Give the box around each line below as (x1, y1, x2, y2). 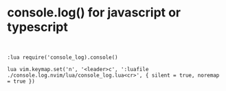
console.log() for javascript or (7, 5, 181, 21)
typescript (7, 19, 69, 35)
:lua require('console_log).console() (7, 53, 118, 61)
